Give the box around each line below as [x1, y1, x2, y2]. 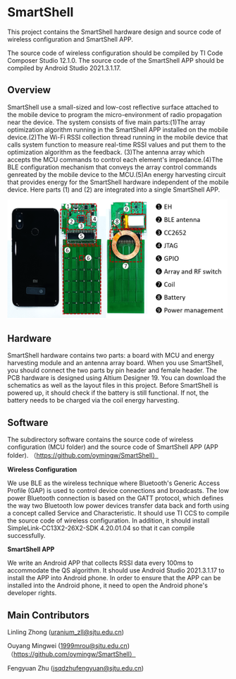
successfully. [7, 532, 46, 540]
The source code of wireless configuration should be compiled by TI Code [7, 49, 223, 57]
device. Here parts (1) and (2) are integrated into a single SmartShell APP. [7, 185, 221, 194]
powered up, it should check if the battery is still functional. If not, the [7, 389, 209, 397]
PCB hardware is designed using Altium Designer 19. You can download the [7, 374, 227, 382]
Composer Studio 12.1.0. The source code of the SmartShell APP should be [7, 56, 224, 64]
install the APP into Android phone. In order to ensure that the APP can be [7, 574, 221, 582]
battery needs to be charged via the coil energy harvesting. [7, 396, 180, 405]
